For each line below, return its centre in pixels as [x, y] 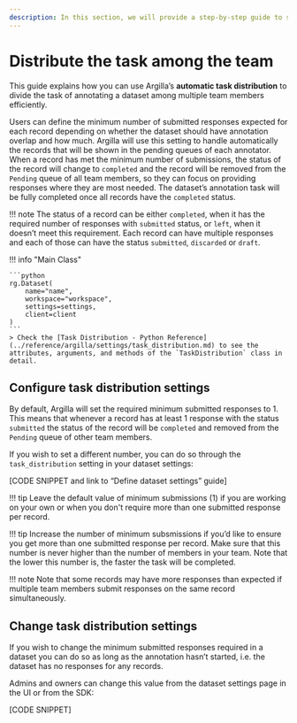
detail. [23, 361]
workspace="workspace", [69, 299]
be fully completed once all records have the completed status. [122, 196]
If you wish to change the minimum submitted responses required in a [136, 648]
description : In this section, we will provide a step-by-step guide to [146, 17]
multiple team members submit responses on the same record [122, 588]
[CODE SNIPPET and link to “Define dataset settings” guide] [118, 481]
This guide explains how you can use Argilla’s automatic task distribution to [148, 86]
